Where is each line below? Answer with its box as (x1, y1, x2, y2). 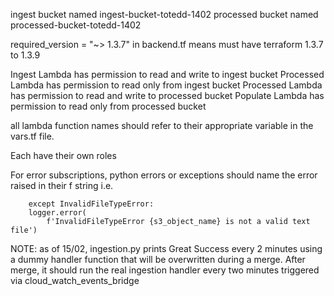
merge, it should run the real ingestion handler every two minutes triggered (10, 264, 320, 276)
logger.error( (28, 208, 87, 218)
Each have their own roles (10, 150, 117, 161)
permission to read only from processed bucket (10, 100, 207, 112)
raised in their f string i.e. (10, 180, 114, 191)
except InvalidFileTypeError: (28, 199, 155, 209)
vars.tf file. (10, 130, 55, 142)
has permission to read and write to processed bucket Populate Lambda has (10, 90, 325, 101)
